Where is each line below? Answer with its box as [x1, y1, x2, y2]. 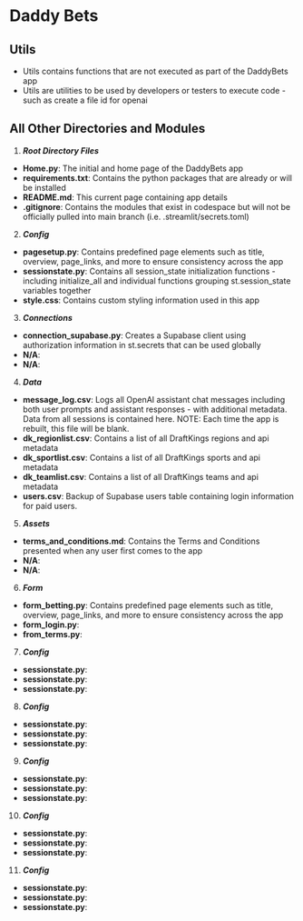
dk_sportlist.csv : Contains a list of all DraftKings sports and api [22, 452, 261, 463]
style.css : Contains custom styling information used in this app [22, 295, 260, 305]
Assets [22, 517, 50, 528]
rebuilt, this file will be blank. [22, 423, 130, 434]
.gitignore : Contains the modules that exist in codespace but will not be [22, 201, 291, 212]
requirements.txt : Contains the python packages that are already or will [22, 172, 293, 183]
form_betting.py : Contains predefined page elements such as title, [22, 599, 274, 610]
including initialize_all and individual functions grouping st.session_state [22, 275, 291, 286]
